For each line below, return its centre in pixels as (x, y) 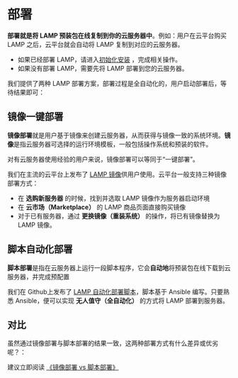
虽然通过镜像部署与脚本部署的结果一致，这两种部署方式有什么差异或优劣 (113, 343)
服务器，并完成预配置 (38, 277)
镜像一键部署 (35, 117)
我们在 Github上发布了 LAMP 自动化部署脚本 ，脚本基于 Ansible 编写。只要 (115, 291)
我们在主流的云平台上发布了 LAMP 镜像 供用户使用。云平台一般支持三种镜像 (117, 174)
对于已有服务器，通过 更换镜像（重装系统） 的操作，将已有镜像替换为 (119, 216)
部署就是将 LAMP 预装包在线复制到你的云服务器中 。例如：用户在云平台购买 (117, 35)
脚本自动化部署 (40, 249)
